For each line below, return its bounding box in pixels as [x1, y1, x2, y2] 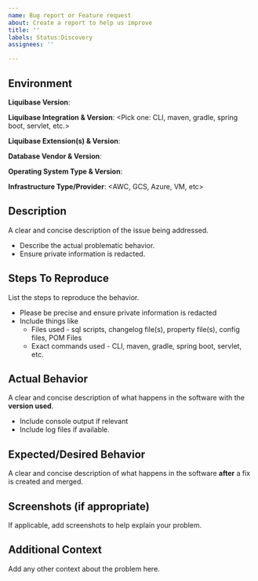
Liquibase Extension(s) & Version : [8, 136, 121, 145]
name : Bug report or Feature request [8, 11, 132, 20]
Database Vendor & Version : [8, 151, 102, 161]
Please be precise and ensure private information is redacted [19, 308, 217, 317]
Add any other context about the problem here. [8, 564, 161, 573]
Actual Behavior [8, 372, 89, 386]
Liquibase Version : [8, 97, 71, 107]
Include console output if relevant [19, 417, 129, 426]
